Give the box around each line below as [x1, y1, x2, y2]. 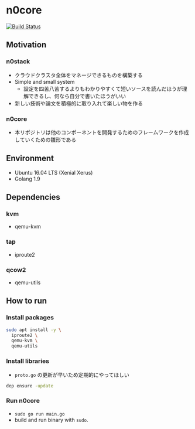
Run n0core [6, 397, 40, 405]
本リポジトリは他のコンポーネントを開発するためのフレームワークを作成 [14, 128, 189, 135]
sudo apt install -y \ [6, 326, 61, 333]
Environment [6, 154, 54, 164]
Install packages [6, 314, 54, 322]
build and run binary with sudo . [14, 416, 89, 423]
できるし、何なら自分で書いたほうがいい [28, 92, 126, 100]
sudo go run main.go [14, 411, 65, 417]
